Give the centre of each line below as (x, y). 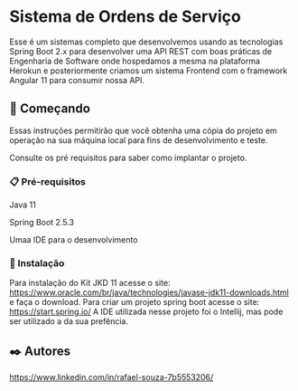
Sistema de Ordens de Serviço (125, 17)
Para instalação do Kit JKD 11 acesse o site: (90, 283)
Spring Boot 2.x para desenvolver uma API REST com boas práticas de (141, 51)
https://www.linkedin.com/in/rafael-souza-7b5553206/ (112, 377)
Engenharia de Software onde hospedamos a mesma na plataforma (135, 61)
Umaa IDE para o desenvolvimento (74, 240)
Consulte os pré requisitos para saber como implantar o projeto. (128, 157)
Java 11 (23, 205)
